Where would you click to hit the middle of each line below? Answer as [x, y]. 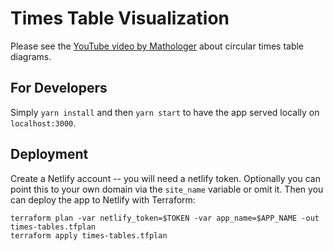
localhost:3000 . [43, 123]
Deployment [49, 154]
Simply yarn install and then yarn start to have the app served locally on [165, 112]
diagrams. [31, 56]
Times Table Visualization [120, 18]
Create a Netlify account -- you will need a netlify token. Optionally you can [165, 178]
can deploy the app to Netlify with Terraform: [103, 199]
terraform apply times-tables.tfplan [89, 235]
